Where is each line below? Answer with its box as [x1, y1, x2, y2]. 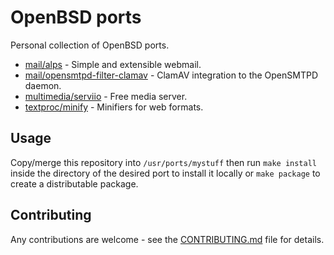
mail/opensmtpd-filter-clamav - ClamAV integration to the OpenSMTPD [24, 69, 319, 81]
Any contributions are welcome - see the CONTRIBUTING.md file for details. [10, 233, 325, 245]
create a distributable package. [10, 177, 139, 190]
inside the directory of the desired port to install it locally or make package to [10, 167, 321, 179]
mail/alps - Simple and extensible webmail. [24, 58, 202, 70]
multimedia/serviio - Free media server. [24, 90, 188, 102]
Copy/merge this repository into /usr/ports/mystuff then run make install [10, 156, 317, 168]
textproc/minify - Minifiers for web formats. [24, 101, 204, 113]
